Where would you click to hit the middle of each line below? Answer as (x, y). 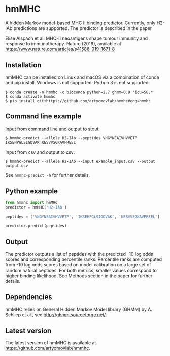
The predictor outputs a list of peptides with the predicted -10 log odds (79, 254)
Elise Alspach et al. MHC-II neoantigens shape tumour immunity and (77, 38)
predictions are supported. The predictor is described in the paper (83, 28)
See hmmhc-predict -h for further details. (48, 175)
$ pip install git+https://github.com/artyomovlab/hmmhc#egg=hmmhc (78, 101)
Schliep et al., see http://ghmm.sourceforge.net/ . (56, 315)
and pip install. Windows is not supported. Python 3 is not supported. (77, 82)
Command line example (43, 117)
